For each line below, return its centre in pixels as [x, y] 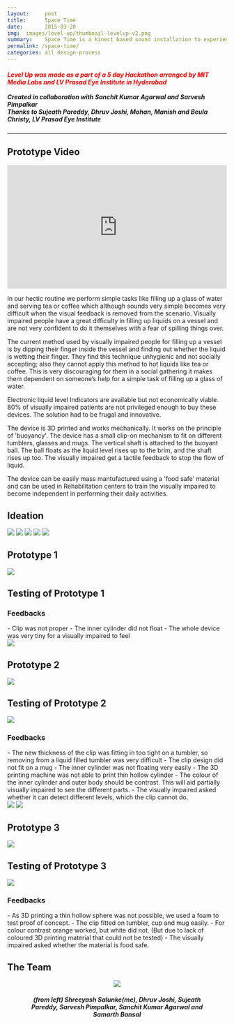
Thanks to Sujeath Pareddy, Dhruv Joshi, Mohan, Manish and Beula [108, 112]
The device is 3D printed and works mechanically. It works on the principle [114, 428]
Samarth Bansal [117, 1014]
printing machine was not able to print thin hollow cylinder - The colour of [113, 775]
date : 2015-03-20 [42, 27]
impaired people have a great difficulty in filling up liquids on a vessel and [112, 321]
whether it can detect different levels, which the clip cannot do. [98, 797]
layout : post [32, 14]
